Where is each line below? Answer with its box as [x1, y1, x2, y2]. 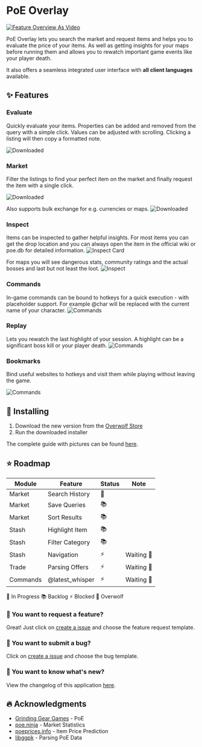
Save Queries [48, 501, 86, 509]
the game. [6, 377, 31, 384]
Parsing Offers [48, 563, 89, 571]
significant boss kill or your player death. [6, 342, 107, 349]
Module [14, 479, 37, 488]
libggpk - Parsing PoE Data [14, 734, 83, 742]
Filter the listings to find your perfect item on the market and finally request [6, 175, 193, 182]
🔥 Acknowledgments [6, 699, 87, 710]
